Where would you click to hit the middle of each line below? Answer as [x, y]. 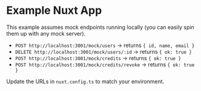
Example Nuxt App [54, 11]
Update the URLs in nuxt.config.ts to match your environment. [85, 81]
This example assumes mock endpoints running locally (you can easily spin [100, 27]
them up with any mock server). [46, 33]
